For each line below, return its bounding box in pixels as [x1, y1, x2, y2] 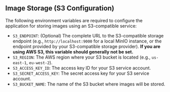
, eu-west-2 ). [26, 59, 53, 65]
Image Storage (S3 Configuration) [5, 4, 115, 13]
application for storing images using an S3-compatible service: [5, 23, 137, 29]
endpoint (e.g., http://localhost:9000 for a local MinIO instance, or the [12, 38, 162, 44]
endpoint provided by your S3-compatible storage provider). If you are [12, 43, 161, 50]
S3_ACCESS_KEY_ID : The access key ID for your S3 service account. [12, 65, 151, 71]
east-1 [12, 60, 27, 65]
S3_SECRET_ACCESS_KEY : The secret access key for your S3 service [12, 70, 150, 76]
